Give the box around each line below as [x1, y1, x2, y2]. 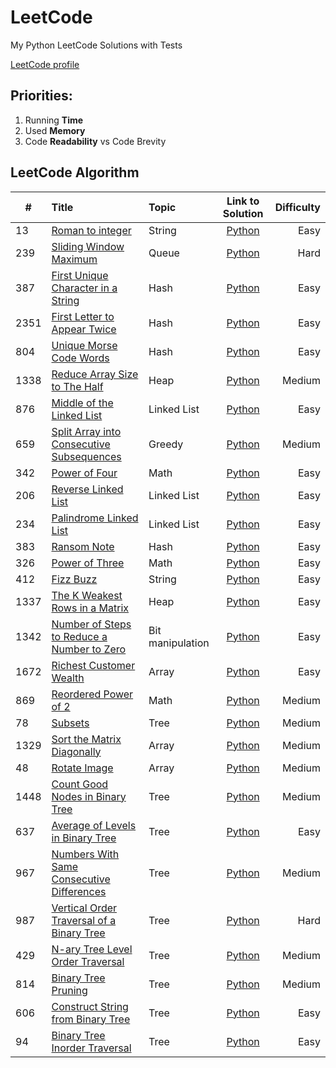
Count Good [51, 777, 109, 791]
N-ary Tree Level [51, 942, 133, 956]
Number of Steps [51, 617, 132, 631]
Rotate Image [51, 761, 114, 775]
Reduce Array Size [51, 367, 139, 381]
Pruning [51, 983, 88, 997]
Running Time [24, 114, 84, 126]
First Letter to [51, 309, 115, 323]
